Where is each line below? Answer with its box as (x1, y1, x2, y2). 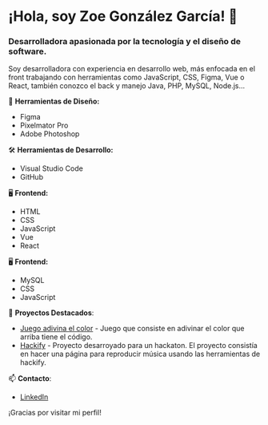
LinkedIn (19, 392, 49, 402)
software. (8, 46, 47, 57)
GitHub (19, 172, 44, 182)
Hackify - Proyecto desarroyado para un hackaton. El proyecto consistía (19, 341, 258, 350)
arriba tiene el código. (19, 332, 93, 342)
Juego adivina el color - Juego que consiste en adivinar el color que (19, 324, 245, 334)
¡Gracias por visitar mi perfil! (8, 408, 102, 418)
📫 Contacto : (8, 374, 52, 383)
